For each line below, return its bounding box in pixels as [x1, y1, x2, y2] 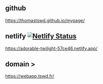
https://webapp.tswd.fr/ [5, 73, 54, 79]
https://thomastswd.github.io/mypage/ [5, 17, 85, 23]
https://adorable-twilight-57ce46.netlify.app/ [5, 45, 98, 51]
